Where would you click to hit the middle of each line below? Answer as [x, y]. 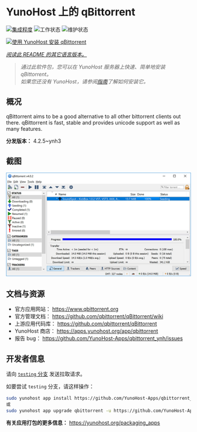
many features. [24, 129]
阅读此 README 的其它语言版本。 [47, 54]
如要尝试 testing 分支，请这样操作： [50, 387]
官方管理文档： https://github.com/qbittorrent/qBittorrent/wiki [89, 316]
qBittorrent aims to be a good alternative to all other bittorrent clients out [94, 116]
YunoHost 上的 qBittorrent [71, 12]
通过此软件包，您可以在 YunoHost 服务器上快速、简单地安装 [93, 67]
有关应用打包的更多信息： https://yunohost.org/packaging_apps [83, 423]
